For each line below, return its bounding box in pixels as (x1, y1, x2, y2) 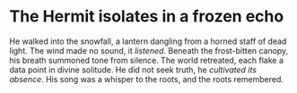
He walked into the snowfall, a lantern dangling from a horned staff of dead (9, 36, 287, 46)
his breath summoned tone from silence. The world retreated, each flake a (9, 55, 284, 65)
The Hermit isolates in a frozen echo (9, 6, 284, 27)
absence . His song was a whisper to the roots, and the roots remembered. (9, 73, 284, 84)
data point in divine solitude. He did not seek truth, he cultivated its (9, 64, 258, 75)
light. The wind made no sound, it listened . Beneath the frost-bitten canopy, (9, 45, 289, 55)
